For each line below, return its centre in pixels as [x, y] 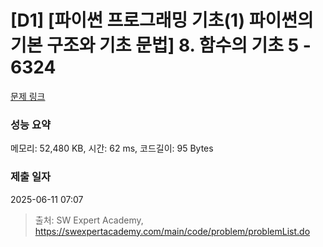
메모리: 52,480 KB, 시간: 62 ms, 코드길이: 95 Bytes [112, 148]
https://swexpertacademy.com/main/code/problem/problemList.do [172, 231]
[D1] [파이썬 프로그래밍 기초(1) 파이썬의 [162, 20]
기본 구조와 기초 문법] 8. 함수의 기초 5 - [161, 45]
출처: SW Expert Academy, [89, 220]
